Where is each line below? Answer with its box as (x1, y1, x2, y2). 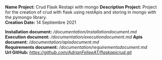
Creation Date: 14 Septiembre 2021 (5, 19, 77, 25)
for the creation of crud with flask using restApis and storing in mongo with (5, 9, 157, 15)
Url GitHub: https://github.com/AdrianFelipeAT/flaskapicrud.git (5, 49, 132, 55)
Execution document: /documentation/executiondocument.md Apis (5, 34, 143, 40)
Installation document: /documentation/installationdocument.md (5, 29, 137, 34)
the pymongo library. (5, 15, 47, 20)
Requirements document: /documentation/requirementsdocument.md (5, 45, 148, 50)
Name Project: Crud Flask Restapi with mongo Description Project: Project (5, 4, 157, 10)
